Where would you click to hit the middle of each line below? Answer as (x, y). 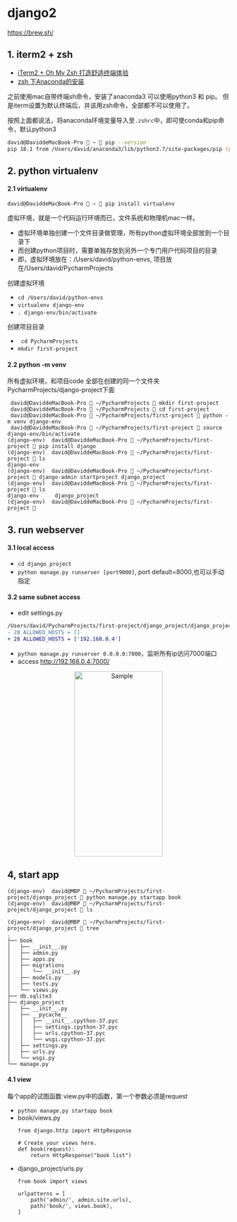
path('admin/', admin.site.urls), (81, 1200)
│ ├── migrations (36, 965)
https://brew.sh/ (31, 32)
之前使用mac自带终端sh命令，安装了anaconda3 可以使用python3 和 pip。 (114, 96)
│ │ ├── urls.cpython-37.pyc (56, 1033)
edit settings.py (40, 613)
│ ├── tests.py (33, 984)
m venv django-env (34, 422)
